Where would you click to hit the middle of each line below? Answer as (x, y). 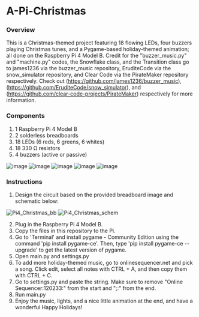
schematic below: (37, 201)
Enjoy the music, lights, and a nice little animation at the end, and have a (104, 301)
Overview (21, 30)
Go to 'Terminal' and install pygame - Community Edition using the (97, 237)
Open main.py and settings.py (52, 256)
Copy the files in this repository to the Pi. (65, 231)
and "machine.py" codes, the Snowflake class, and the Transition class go (98, 62)
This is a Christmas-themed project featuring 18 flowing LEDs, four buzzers (99, 43)
